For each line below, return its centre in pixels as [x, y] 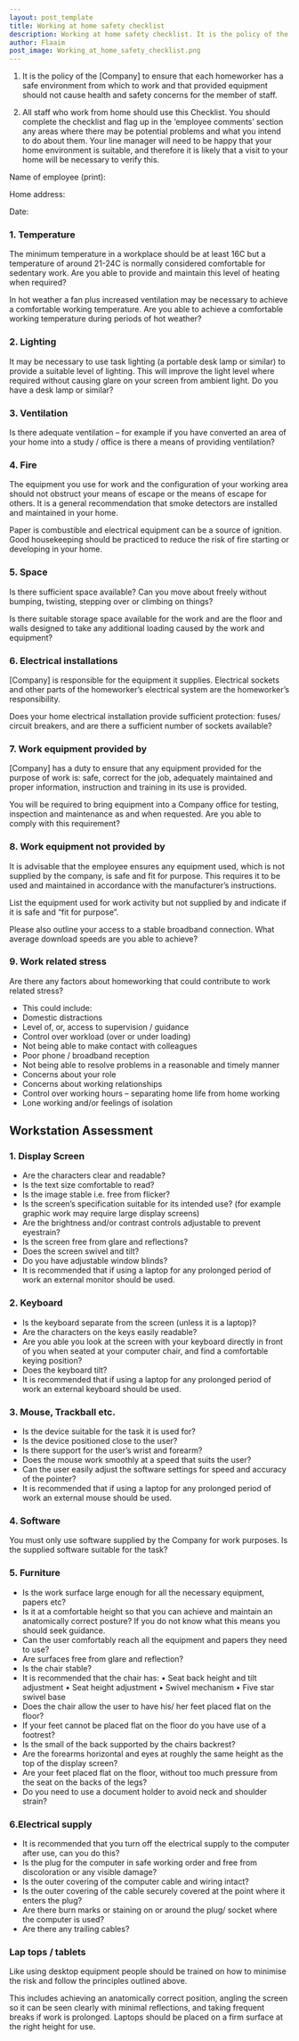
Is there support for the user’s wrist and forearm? [112, 1450]
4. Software [35, 1521]
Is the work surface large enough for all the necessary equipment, [143, 1592]
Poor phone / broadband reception [85, 1055]
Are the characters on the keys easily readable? [109, 1332]
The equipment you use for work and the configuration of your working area [149, 485]
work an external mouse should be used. [97, 1498]
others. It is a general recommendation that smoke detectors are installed [143, 503]
